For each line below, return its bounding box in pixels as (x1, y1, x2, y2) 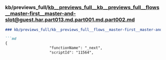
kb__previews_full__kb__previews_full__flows (47, 4, 160, 11)
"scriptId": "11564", (49, 50, 94, 55)
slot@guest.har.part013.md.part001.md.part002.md (5, 16, 135, 23)
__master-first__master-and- (5, 10, 76, 17)
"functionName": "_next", (49, 45, 103, 50)
